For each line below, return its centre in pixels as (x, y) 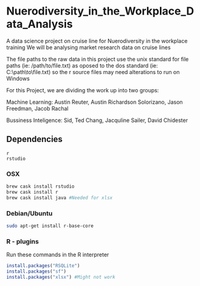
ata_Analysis (40, 24)
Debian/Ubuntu (29, 213)
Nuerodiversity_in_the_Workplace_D (100, 11)
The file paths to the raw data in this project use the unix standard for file (98, 59)
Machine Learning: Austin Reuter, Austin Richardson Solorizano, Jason (95, 102)
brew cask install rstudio (40, 186)
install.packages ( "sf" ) (36, 271)
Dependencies (34, 139)
